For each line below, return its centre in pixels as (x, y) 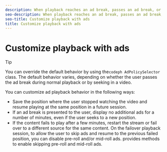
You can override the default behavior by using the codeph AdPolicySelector (83, 72)
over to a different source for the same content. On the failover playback (86, 128)
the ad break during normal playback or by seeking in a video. (69, 82)
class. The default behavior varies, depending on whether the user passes (81, 77)
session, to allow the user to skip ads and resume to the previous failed (85, 134)
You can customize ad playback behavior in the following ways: (70, 92)
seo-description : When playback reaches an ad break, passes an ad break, (84, 14)
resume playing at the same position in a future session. (70, 107)
